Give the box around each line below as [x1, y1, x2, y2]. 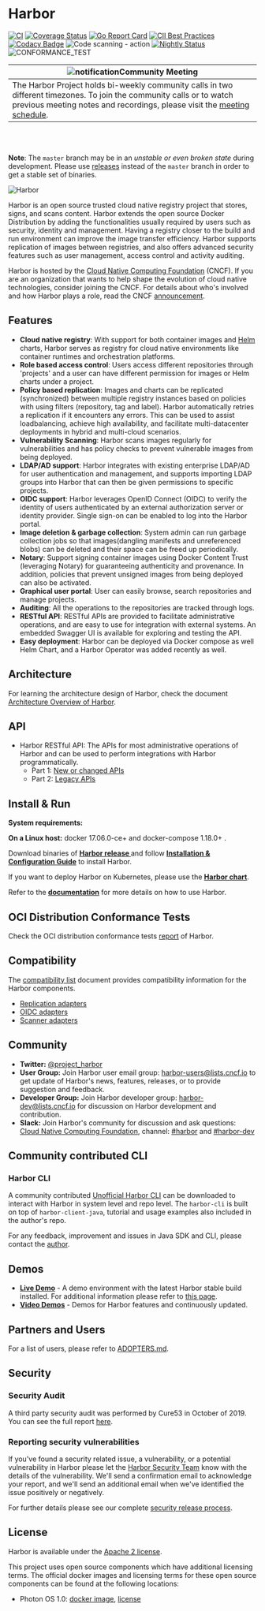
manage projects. [19, 595, 77, 604]
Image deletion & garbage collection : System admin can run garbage [19, 528, 247, 537]
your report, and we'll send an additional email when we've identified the [8, 1479, 244, 1489]
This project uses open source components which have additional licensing [8, 1562, 253, 1572]
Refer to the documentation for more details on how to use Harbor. [8, 888, 227, 897]
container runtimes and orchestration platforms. [19, 352, 176, 361]
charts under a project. [19, 376, 95, 386]
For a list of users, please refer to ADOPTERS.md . [8, 1344, 170, 1353]
